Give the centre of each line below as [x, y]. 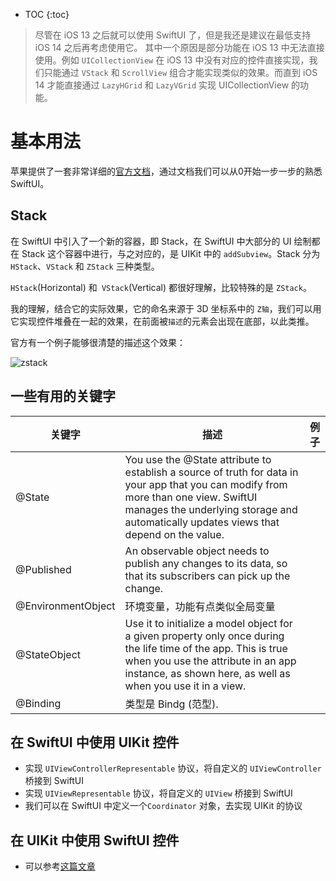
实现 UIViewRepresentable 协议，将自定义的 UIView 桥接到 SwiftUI [158, 793]
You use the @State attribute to [198, 459]
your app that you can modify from [206, 484]
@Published [43, 569]
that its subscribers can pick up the [207, 576]
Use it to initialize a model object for [208, 623]
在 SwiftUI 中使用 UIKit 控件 [95, 742]
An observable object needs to [197, 551]
